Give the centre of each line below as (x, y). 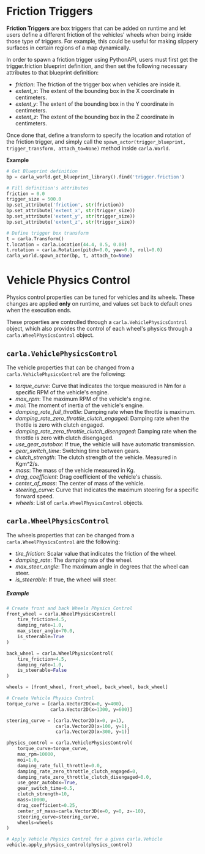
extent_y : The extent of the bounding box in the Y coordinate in (95, 104)
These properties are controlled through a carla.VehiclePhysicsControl (97, 322)
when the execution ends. (39, 311)
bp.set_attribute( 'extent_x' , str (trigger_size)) (71, 211)
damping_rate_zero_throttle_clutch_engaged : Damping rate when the (102, 418)
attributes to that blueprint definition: (53, 72)
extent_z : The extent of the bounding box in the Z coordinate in (95, 117)
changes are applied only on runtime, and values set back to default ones (99, 304)
